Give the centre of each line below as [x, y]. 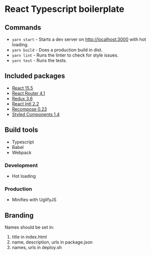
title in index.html [29, 237]
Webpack [22, 152]
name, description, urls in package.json [52, 242]
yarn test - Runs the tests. [39, 60]
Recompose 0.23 [29, 109]
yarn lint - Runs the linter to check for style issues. [65, 55]
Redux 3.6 [22, 98]
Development [21, 165]
